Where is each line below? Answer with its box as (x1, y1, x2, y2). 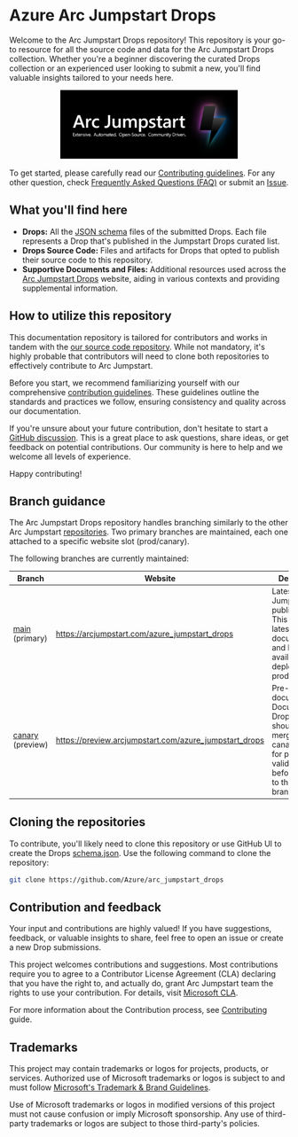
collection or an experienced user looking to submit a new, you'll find (9, 63, 261, 74)
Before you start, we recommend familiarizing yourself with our (9, 378, 240, 388)
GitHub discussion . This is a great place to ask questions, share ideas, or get (9, 432, 289, 443)
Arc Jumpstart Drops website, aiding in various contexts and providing (21, 273, 280, 284)
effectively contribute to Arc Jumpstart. (9, 360, 153, 370)
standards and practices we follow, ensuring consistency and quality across (9, 396, 286, 407)
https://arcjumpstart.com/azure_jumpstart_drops (56, 628, 233, 639)
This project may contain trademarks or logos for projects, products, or (9, 1063, 269, 1074)
